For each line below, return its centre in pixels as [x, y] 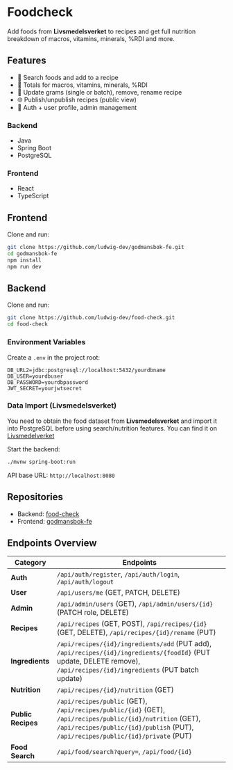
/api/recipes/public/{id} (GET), [111, 710]
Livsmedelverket [31, 435]
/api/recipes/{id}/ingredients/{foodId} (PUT [133, 652]
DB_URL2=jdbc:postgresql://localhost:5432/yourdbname [87, 370]
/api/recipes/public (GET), [102, 701]
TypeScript [33, 196]
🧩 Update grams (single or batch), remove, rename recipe [100, 92]
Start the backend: [34, 449]
